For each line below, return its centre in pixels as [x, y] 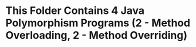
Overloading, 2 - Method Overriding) [97, 35]
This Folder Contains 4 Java [75, 11]
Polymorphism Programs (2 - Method [98, 23]
